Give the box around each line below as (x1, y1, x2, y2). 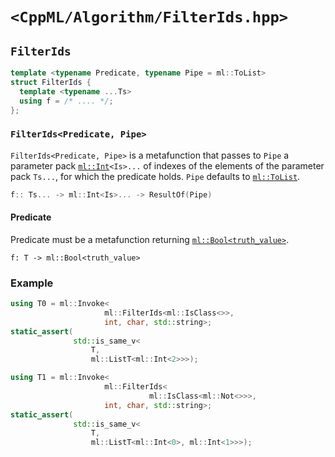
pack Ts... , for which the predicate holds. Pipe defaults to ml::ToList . (10, 170, 301, 182)
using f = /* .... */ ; (19, 96, 114, 106)
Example (10, 276, 54, 290)
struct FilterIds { (10, 77, 92, 87)
